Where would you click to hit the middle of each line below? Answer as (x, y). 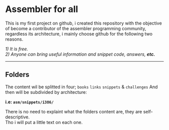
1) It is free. (17, 49)
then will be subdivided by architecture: (46, 92)
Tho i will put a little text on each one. (44, 122)
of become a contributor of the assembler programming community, (76, 28)
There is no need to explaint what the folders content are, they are (74, 111)
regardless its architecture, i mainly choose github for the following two (79, 34)
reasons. (14, 39)
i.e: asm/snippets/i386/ (29, 102)
